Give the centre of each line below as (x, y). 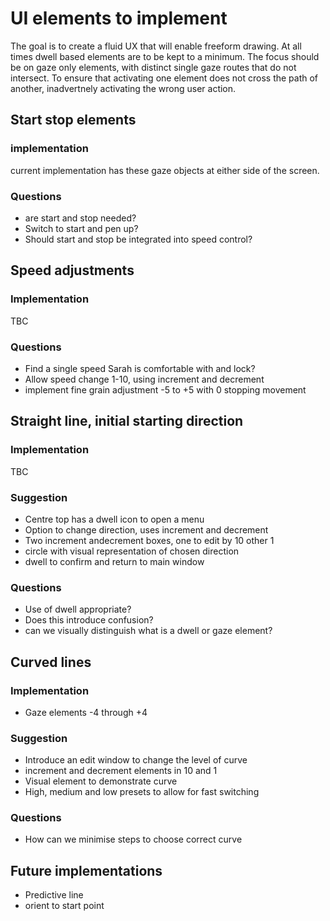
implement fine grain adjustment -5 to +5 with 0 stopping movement (165, 389)
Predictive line (54, 895)
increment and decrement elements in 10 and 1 (121, 771)
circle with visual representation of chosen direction (132, 551)
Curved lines (51, 662)
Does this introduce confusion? (89, 620)
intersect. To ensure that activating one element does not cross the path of (164, 78)
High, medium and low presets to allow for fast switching (142, 792)
